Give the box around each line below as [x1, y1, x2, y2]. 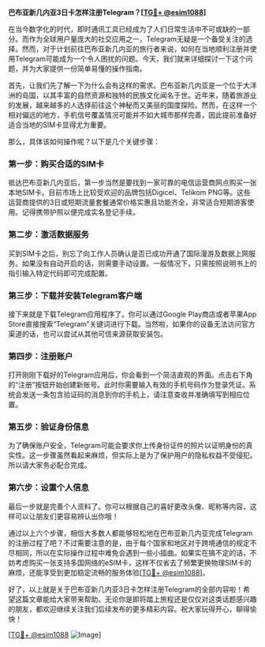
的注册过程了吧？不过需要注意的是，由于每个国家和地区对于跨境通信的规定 [8, 538, 250, 548]
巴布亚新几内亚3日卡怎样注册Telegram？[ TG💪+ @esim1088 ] [8, 8, 207, 17]
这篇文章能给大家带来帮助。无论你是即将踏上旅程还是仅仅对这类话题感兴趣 [14, 594, 257, 604]
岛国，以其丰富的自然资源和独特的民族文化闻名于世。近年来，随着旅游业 [21, 91, 257, 99]
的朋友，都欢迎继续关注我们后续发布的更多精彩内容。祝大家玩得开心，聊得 [8, 604, 250, 614]
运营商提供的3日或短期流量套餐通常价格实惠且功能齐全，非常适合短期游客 [8, 197, 248, 208]
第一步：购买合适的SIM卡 [8, 158, 105, 169]
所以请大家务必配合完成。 [8, 461, 91, 470]
